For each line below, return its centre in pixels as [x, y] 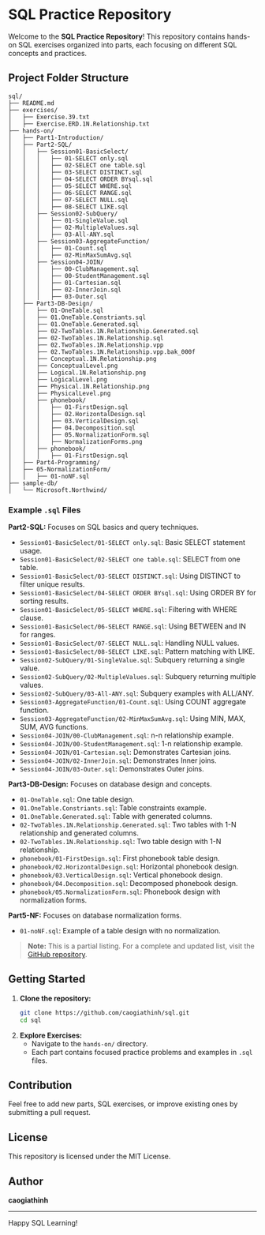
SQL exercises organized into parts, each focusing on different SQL [128, 44]
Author [26, 1181]
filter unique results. [52, 584]
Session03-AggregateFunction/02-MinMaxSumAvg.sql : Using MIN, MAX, [132, 719]
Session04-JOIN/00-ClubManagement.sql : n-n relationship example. [127, 735]
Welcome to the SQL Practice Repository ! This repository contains [117, 36]
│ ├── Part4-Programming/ [54, 462]
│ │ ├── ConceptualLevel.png [63, 366]
